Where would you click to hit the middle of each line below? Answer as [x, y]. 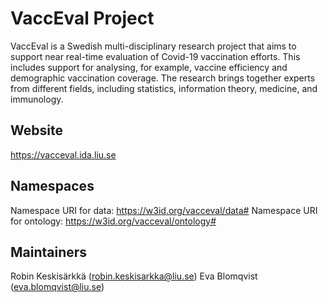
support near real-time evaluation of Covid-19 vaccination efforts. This [155, 56]
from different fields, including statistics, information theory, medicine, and [164, 88]
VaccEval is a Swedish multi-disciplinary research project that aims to [153, 46]
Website [36, 130]
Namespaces [52, 186]
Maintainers [49, 252]
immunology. [37, 99]
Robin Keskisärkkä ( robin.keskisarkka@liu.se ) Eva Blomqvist [134, 276]
